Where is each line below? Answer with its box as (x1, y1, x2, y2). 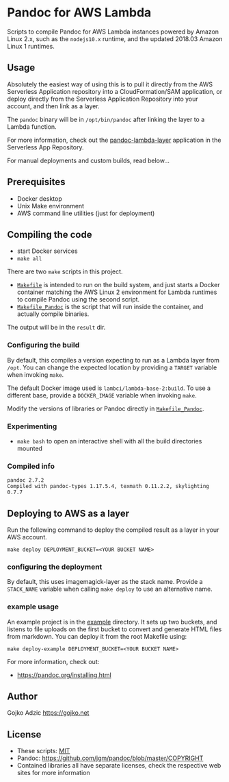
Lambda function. (7, 122, 57, 131)
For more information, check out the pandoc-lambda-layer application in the (7, 136, 221, 144)
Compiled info (7, 461, 55, 471)
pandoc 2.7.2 (7, 477, 44, 484)
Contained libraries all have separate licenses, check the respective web (16, 761, 221, 770)
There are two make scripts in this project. (7, 267, 123, 276)
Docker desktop (16, 194, 63, 203)
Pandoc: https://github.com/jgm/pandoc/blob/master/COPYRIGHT (16, 754, 204, 762)
